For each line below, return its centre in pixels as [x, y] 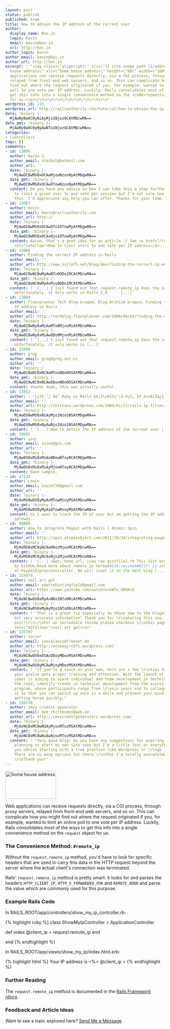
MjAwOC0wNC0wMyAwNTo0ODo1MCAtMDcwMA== [55, 274]
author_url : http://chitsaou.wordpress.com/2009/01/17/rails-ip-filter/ [88, 406]
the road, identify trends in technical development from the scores [89, 684]
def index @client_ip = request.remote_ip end [53, 932]
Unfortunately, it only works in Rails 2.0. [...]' [75, 293]
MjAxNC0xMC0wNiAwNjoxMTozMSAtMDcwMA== [55, 736]
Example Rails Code [30, 901]
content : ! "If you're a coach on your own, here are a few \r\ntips [84, 670]
